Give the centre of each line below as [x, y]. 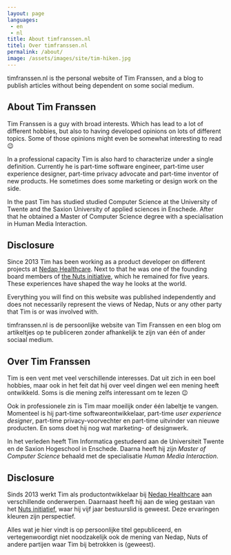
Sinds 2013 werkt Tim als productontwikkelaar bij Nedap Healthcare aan [110, 494]
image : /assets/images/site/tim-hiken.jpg [69, 59]
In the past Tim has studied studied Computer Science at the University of [112, 201]
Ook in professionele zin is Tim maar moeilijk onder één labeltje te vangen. [113, 406]
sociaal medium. [30, 340]
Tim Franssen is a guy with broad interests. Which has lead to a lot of [105, 123]
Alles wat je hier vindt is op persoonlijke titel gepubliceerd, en [94, 529]
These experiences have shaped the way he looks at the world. [97, 284]
